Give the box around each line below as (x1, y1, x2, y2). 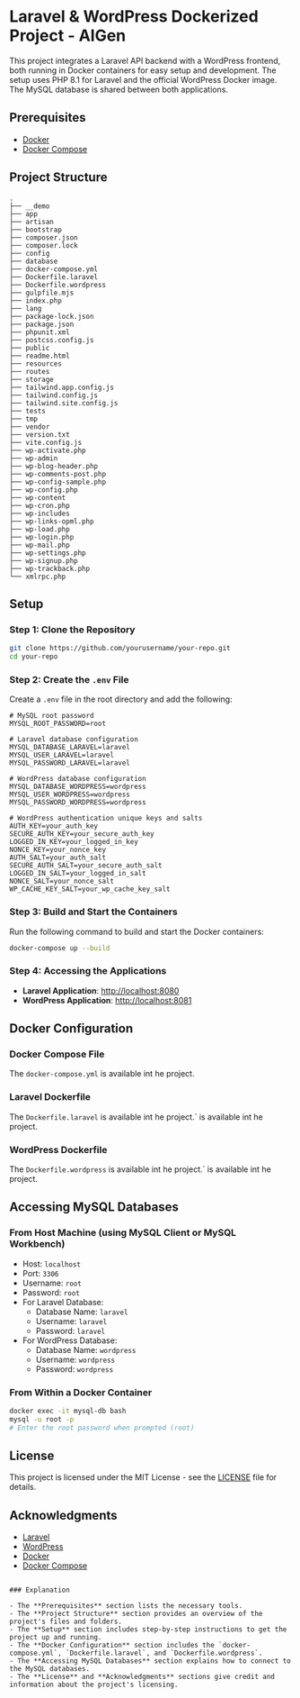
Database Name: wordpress (35, 1344, 137, 1355)
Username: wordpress (35, 1354, 116, 1365)
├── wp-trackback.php (9, 564, 91, 573)
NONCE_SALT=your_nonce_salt (9, 876, 115, 886)
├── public (9, 343, 50, 352)
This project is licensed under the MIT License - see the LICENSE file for (9, 1472, 277, 1483)
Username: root (22, 1277, 83, 1288)
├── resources (9, 359, 63, 368)
